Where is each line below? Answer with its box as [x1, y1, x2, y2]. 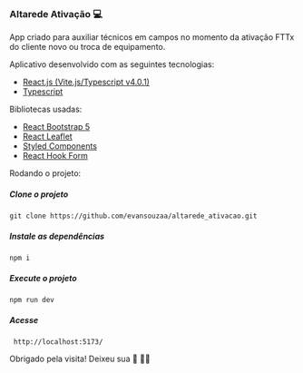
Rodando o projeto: [9, 168, 82, 179]
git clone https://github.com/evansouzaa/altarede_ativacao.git [9, 211, 258, 221]
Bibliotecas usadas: [9, 103, 83, 115]
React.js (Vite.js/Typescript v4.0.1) [22, 76, 150, 88]
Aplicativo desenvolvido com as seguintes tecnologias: [9, 59, 215, 70]
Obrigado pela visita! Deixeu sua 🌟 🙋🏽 [9, 353, 151, 365]
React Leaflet [22, 131, 73, 142]
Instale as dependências [9, 231, 105, 241]
